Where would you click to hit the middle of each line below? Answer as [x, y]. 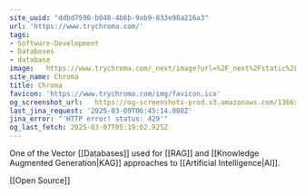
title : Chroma [36, 85]
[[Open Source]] [40, 180]
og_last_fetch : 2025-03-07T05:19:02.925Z [89, 128]
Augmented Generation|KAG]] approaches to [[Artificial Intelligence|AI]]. [145, 163]
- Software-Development [54, 43]
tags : [20, 34]
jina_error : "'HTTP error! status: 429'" [89, 119]
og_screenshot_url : [46, 102]
